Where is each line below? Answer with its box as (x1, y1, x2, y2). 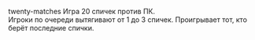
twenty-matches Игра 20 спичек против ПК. (8, 7, 156, 16)
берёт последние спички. (8, 24, 94, 32)
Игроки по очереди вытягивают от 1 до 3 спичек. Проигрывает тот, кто (8, 15, 248, 24)
